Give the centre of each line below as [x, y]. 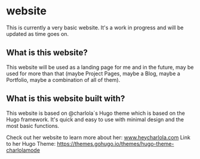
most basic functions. [33, 126]
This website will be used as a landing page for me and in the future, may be [100, 67]
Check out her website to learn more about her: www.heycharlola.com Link [99, 137]
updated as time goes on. [38, 33]
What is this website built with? [66, 99]
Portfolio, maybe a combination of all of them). [63, 79]
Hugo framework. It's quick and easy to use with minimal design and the [95, 119]
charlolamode [23, 150]
